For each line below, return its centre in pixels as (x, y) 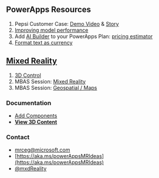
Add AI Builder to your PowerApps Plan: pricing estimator (84, 36)
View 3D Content (36, 122)
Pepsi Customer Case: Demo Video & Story (67, 23)
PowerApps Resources (49, 10)
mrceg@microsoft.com (42, 150)
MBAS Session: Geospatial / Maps (56, 88)
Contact (18, 137)
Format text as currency (43, 42)
